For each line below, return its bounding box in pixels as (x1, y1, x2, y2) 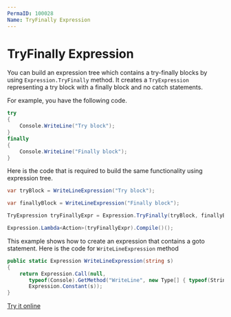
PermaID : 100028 (7, 10, 54, 17)
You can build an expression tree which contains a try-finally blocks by (7, 69, 208, 77)
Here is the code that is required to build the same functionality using (7, 167, 203, 175)
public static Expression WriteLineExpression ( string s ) (7, 257, 174, 264)
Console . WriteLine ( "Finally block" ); (19, 148, 128, 155)
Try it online (7, 302, 41, 310)
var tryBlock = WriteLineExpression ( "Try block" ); (7, 187, 155, 194)
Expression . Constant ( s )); (28, 283, 103, 290)
